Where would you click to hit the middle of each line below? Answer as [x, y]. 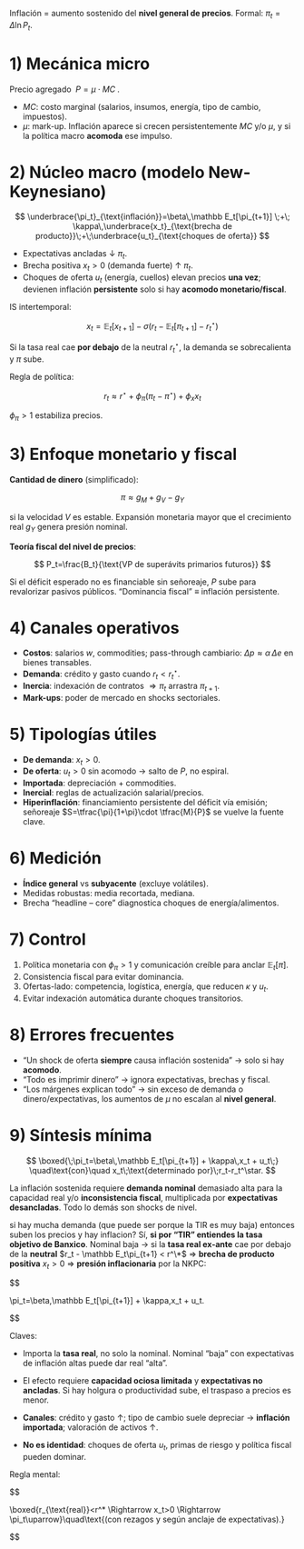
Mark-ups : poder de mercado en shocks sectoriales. [121, 697]
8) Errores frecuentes [92, 1034]
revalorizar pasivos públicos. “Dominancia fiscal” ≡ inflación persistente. [144, 591]
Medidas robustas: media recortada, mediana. [108, 894]
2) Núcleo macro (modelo [107, 172]
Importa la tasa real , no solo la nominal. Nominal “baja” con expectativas [158, 1354]
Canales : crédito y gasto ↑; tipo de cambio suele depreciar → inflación [156, 1418]
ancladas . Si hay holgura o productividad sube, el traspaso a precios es [157, 1391]
